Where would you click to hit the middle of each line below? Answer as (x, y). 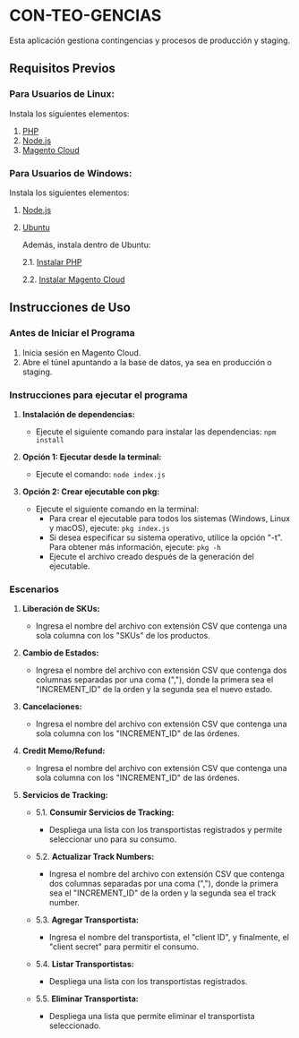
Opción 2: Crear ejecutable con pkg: (91, 491)
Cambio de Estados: (60, 653)
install (50, 440)
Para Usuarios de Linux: (62, 94)
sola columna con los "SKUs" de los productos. (123, 636)
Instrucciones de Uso (70, 308)
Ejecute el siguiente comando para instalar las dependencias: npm (156, 432)
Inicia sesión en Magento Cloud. (81, 352)
